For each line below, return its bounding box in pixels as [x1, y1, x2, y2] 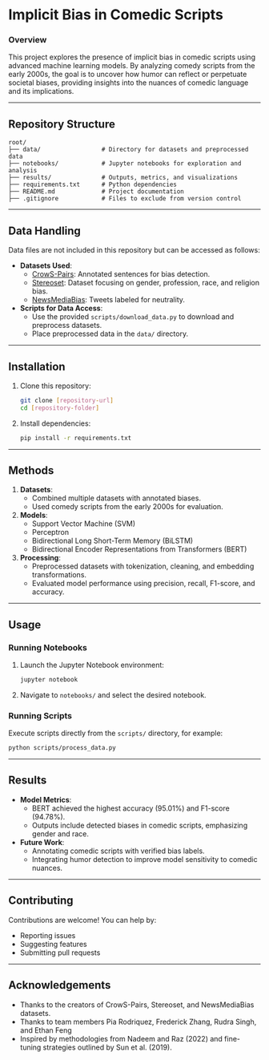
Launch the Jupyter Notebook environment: [19, 660, 164, 670]
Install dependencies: [19, 419, 91, 428]
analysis [8, 167, 38, 175]
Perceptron [31, 528, 70, 537]
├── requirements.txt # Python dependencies [8, 180, 178, 189]
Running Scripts [8, 710, 72, 721]
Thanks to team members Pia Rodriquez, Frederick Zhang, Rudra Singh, [19, 1017, 257, 1026]
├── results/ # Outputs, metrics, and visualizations [8, 174, 239, 182]
